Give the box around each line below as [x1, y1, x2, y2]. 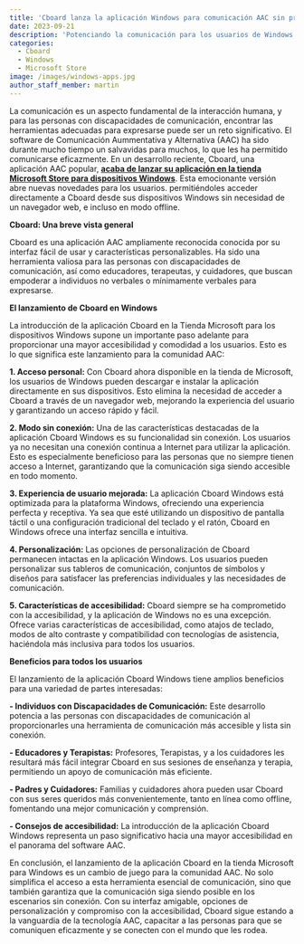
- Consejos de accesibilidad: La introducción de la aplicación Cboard [9, 820, 270, 831]
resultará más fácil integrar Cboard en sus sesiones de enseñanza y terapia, [9, 757, 293, 768]
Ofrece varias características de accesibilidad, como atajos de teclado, [9, 619, 274, 630]
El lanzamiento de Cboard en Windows [9, 302, 158, 313]
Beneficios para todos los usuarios [9, 655, 143, 666]
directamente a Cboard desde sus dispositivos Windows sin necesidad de [9, 192, 285, 203]
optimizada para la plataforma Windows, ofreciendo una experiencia [9, 497, 264, 508]
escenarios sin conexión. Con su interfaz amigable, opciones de [9, 895, 249, 906]
